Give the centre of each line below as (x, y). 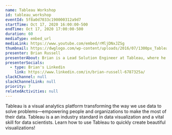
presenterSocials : (25, 63)
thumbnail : (17, 48)
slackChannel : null (26, 77)
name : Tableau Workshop (31, 10)
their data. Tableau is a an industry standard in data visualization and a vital (85, 117)
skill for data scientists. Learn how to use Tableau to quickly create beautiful (85, 122)
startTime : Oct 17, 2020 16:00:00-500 (47, 24)
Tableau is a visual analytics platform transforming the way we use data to (83, 106)
